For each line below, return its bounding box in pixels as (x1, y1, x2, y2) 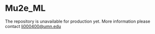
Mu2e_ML (5, 3, 46, 14)
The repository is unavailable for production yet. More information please (5, 18, 151, 24)
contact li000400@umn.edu (5, 23, 61, 29)
